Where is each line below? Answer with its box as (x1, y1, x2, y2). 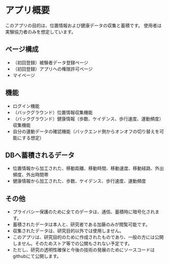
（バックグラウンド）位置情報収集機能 (12, 109, 93, 115)
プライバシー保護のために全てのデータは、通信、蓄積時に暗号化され (12, 209, 155, 215)
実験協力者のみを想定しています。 (5, 28, 76, 35)
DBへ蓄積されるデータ (5, 151, 75, 159)
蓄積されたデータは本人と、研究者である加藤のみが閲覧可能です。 (12, 221, 150, 227)
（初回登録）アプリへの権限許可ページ (12, 65, 93, 72)
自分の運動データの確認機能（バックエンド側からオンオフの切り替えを (12, 128, 160, 135)
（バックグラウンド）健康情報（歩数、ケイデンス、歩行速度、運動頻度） (12, 115, 164, 122)
